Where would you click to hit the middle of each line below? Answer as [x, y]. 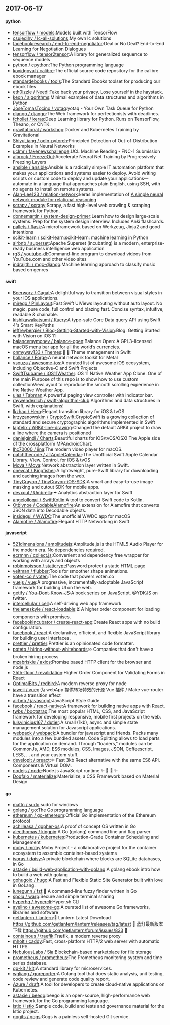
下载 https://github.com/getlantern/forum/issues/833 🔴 [70, 930]
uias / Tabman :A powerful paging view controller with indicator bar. [83, 395]
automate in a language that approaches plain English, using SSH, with [87, 183]
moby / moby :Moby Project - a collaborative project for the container [84, 848]
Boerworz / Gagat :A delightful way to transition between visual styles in [87, 293]
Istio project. [26, 1011]
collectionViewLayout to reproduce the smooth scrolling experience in [86, 384]
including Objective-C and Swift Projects [55, 368]
